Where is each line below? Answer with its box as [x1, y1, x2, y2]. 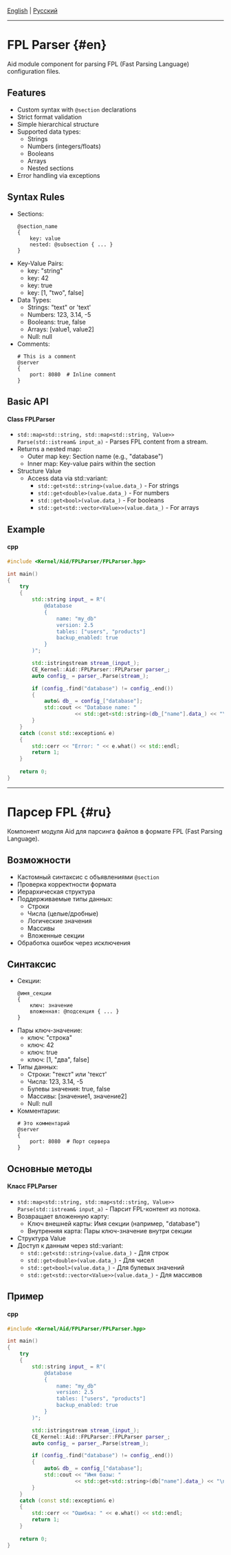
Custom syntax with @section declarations [16, 105, 137, 114]
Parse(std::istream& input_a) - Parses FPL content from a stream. [16, 437, 208, 446]
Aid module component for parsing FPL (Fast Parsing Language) [7, 59, 190, 68]
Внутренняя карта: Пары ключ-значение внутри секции [27, 1226, 192, 1235]
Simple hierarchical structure [16, 120, 100, 128]
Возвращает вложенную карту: [16, 1212, 109, 1220]
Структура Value [16, 1234, 67, 1242]
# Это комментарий [16, 1120, 70, 1127]
